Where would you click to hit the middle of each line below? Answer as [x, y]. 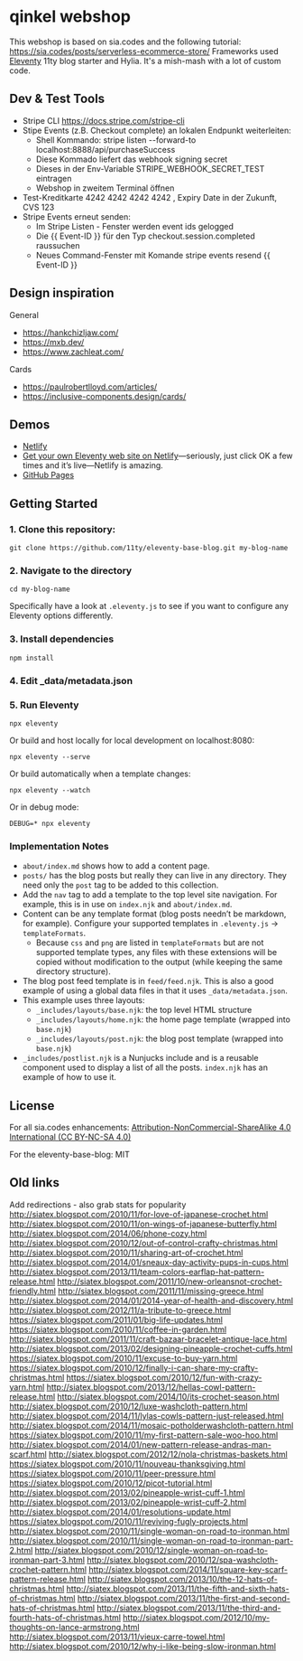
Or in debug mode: [44, 807]
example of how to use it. [69, 1077]
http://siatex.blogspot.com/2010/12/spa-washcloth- [183, 1560]
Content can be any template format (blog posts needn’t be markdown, [154, 914]
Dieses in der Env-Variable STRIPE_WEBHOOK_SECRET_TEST [150, 168]
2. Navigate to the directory [71, 570]
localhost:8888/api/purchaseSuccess [106, 149]
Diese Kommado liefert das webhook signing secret [132, 159]
